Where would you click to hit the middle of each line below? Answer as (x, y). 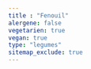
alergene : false (35, 23)
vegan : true (28, 38)
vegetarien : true (37, 30)
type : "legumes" (35, 45)
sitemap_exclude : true (45, 52)
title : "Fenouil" (38, 15)
